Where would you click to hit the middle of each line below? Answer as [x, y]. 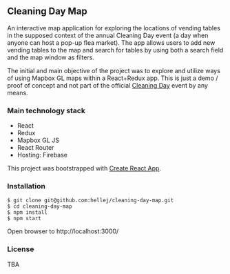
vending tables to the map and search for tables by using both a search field [115, 50]
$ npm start [24, 219]
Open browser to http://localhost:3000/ [63, 231]
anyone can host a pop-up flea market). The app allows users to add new [111, 42]
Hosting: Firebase [42, 155]
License [21, 249]
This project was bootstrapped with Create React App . [84, 168]
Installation [27, 186]
